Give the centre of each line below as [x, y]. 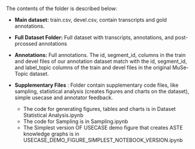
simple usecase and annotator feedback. [64, 97]
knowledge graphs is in [51, 134]
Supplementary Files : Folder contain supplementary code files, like [97, 85]
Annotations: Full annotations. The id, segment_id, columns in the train [100, 55]
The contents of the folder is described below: [62, 9]
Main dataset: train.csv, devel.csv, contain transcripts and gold [91, 20]
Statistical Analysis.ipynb [53, 115]
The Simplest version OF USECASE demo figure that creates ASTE [103, 128]
